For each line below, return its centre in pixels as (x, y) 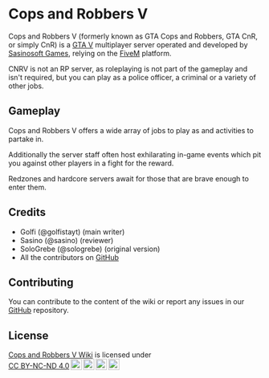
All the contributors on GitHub (69, 257)
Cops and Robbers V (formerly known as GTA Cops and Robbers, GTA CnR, (133, 36)
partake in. (26, 139)
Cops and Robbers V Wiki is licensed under (80, 355)
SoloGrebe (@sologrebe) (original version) (90, 249)
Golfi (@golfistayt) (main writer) (72, 232)
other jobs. (26, 86)
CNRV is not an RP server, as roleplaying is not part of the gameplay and (128, 68)
